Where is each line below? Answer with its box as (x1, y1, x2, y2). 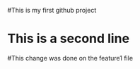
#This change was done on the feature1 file (7, 54, 133, 62)
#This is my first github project (7, 6, 97, 14)
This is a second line (7, 31, 129, 46)
